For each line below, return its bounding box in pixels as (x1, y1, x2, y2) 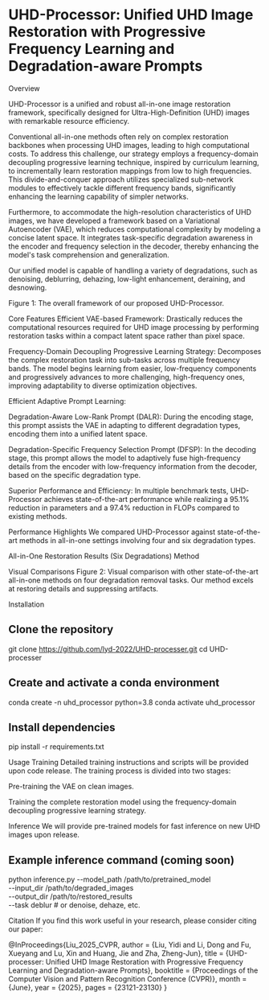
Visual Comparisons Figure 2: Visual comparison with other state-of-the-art (8, 566, 259, 576)
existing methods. (8, 511, 67, 521)
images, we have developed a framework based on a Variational (8, 216, 221, 225)
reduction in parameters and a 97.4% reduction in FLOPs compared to (8, 503, 240, 512)
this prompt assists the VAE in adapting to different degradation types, (8, 420, 241, 430)
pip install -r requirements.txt (8, 742, 104, 751)
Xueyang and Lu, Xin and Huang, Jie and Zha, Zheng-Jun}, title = (8, 949, 224, 958)
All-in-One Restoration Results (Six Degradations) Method (8, 551, 200, 561)
